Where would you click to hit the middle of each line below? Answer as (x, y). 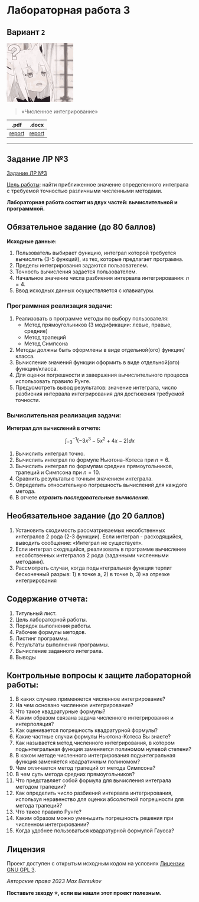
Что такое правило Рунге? (48, 812)
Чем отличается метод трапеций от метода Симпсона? (85, 768)
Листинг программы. (42, 638)
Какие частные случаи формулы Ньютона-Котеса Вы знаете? (93, 737)
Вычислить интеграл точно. (50, 453)
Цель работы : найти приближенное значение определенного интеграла (98, 185)
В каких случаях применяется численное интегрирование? (90, 699)
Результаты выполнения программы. (62, 645)
